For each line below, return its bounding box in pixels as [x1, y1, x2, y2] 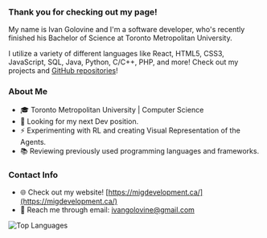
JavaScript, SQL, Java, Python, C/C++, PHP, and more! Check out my [8, 57, 239, 67]
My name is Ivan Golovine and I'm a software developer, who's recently [8, 25, 245, 35]
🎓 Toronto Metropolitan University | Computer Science [19, 105, 204, 114]
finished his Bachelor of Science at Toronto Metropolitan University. [8, 33, 232, 43]
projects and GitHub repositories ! [8, 66, 118, 76]
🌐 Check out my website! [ [19, 187, 109, 197]
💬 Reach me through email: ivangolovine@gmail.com [19, 204, 195, 215]
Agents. [19, 137, 47, 146]
